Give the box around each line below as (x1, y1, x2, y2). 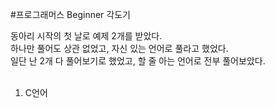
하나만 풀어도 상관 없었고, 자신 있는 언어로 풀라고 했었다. (10, 43, 229, 54)
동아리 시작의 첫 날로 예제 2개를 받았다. (10, 30, 163, 42)
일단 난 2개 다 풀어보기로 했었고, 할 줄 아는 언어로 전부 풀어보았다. (10, 55, 266, 67)
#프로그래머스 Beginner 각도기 (10, 9, 131, 20)
